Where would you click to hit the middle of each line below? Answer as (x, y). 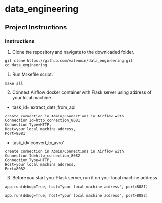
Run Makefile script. (32, 74)
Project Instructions (36, 27)
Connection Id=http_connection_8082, (44, 156)
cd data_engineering (26, 65)
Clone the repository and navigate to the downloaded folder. (73, 52)
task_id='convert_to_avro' (38, 142)
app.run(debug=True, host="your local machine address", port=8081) (77, 187)
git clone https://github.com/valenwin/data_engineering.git (69, 61)
